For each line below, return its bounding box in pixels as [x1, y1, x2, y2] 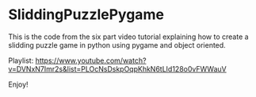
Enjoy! [8, 80, 29, 89]
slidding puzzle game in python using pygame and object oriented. [8, 40, 226, 49]
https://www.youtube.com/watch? [35, 56, 147, 65]
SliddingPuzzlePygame [8, 6, 165, 24]
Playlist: [8, 56, 34, 65]
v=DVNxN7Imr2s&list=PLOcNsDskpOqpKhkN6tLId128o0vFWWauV [8, 64, 227, 73]
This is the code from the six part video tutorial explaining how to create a [8, 32, 249, 41]
